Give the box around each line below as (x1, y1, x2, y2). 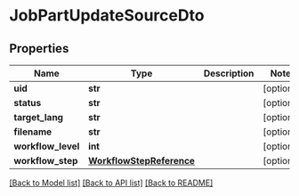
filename (13, 126, 53, 138)
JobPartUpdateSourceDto (9, 5, 205, 26)
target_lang (13, 111, 64, 123)
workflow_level (13, 140, 80, 152)
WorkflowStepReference (88, 155, 196, 167)
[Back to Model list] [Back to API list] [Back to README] (9, 177, 214, 188)
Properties (9, 41, 69, 56)
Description (203, 68, 255, 79)
